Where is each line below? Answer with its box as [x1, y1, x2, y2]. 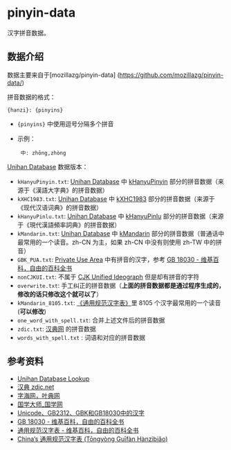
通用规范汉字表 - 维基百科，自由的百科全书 [17, 426, 140, 434]
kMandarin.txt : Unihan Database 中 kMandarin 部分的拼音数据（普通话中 [17, 229, 225, 237]
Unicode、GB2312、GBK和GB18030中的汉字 [17, 408, 145, 417]
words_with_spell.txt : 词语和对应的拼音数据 [17, 333, 145, 341]
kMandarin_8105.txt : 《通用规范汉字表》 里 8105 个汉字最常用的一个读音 [17, 298, 221, 306]
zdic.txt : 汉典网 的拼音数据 [17, 324, 96, 333]
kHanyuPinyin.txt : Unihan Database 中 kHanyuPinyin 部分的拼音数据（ [17, 177, 219, 185]
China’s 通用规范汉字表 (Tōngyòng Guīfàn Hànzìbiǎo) [17, 435, 168, 443]
